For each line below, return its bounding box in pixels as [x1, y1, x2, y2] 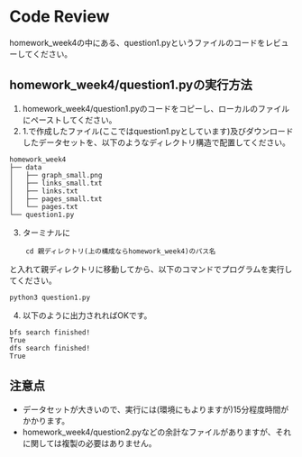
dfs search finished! [9, 343, 91, 352]
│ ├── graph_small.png [9, 170, 103, 179]
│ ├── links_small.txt [9, 178, 103, 187]
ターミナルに [22, 227, 70, 238]
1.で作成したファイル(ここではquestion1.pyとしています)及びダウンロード [22, 125, 294, 136]
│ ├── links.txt [9, 187, 78, 196]
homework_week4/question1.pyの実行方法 [9, 78, 252, 93]
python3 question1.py [9, 293, 91, 302]
